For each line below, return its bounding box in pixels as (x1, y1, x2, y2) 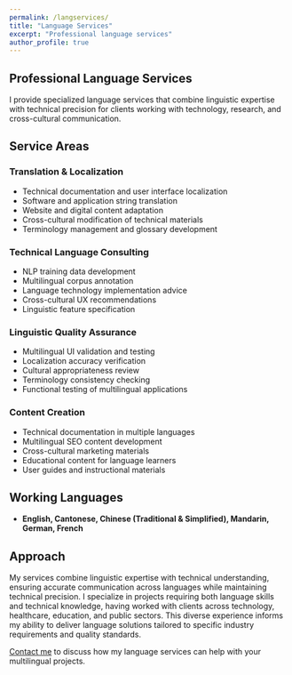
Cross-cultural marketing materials (21, 446, 149, 456)
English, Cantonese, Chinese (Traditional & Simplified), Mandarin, (21, 513, 270, 525)
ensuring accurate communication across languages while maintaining (9, 582, 268, 592)
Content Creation (9, 406, 86, 419)
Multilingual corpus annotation (21, 276, 134, 286)
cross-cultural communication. (9, 113, 122, 125)
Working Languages (9, 490, 123, 505)
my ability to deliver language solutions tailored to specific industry (9, 620, 255, 631)
